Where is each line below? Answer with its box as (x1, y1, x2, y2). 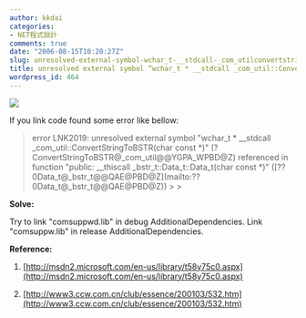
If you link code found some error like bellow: (9, 115, 179, 126)
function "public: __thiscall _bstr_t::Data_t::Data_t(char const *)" (31, 161, 270, 172)
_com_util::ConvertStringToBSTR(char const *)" (31, 142, 209, 153)
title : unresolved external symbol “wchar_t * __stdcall (9, 65, 230, 74)
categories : (9, 22, 55, 31)
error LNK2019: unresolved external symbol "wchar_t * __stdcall (31, 132, 271, 143)
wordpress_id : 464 (9, 73, 79, 82)
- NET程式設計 (9, 30, 57, 39)
